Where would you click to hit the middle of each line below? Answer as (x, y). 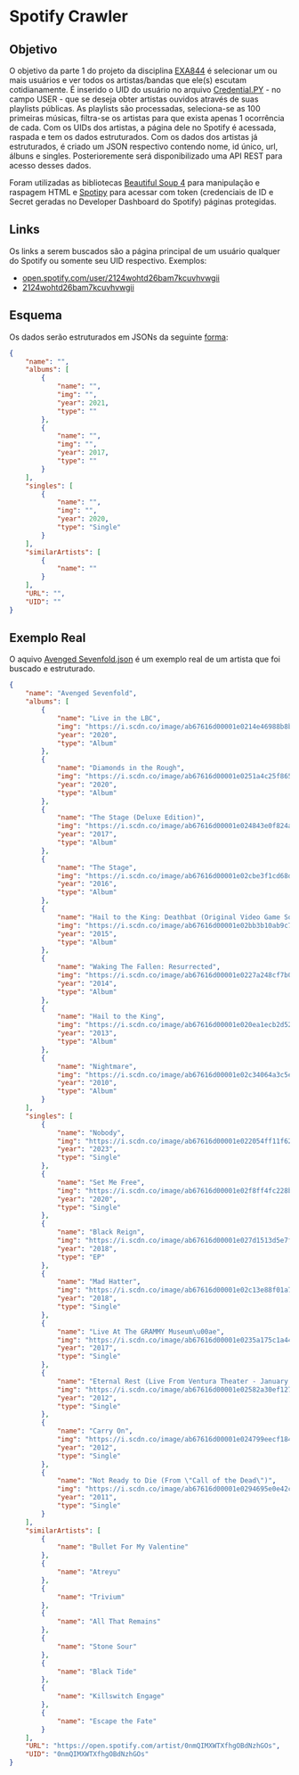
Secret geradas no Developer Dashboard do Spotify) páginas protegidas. (143, 201)
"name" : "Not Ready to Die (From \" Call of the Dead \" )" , (166, 1481)
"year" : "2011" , (87, 1498)
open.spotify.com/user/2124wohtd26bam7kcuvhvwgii (121, 277)
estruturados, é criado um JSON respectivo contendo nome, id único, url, (144, 146)
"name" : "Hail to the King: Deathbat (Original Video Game (168, 917)
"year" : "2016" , (87, 884)
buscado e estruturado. (52, 669)
